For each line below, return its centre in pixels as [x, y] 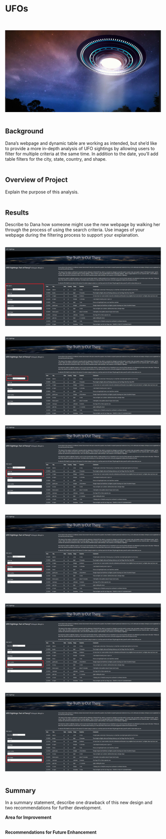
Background [24, 131]
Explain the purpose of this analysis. [42, 192]
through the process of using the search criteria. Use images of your [75, 230]
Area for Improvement [28, 817]
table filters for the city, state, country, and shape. [56, 159]
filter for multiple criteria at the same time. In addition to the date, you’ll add [82, 154]
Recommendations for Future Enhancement [51, 832]
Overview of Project [37, 180]
